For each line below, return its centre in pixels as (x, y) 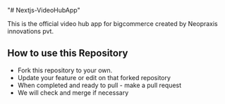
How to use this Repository (68, 53)
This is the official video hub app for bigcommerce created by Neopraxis (113, 24)
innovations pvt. (31, 31)
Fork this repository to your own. (65, 70)
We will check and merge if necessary (73, 92)
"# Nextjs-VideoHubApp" (44, 10)
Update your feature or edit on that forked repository (94, 77)
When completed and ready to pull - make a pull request (99, 85)
